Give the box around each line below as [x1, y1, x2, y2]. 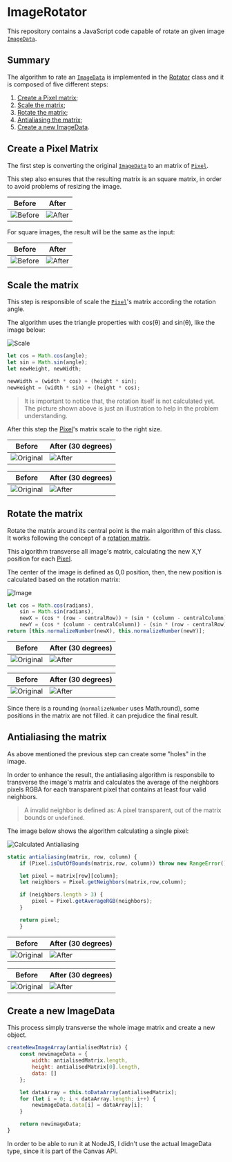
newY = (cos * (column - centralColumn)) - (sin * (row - [19, 621, 190, 628]
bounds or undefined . [23, 813, 85, 821]
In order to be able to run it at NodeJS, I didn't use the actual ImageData [7, 1139, 212, 1147]
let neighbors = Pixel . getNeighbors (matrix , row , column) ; [19, 879, 187, 885]
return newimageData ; [19, 1121, 81, 1127]
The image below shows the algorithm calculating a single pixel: [7, 827, 189, 835]
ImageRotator [7, 4, 88, 20]
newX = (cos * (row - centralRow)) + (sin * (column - [19, 615, 181, 622]
